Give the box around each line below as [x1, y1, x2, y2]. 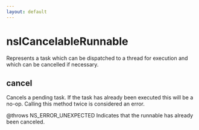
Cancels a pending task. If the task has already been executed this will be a [6, 94, 194, 101]
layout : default [6, 8, 47, 15]
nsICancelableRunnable [6, 34, 128, 48]
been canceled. [6, 118, 45, 126]
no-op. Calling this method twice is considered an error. [6, 100, 145, 108]
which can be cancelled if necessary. [6, 61, 99, 68]
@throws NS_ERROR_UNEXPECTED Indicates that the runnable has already [6, 112, 194, 119]
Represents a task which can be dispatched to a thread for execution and [6, 55, 188, 62]
